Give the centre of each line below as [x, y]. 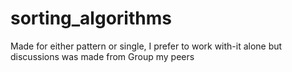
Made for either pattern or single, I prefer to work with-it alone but [146, 46]
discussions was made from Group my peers [102, 56]
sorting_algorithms [91, 18]
